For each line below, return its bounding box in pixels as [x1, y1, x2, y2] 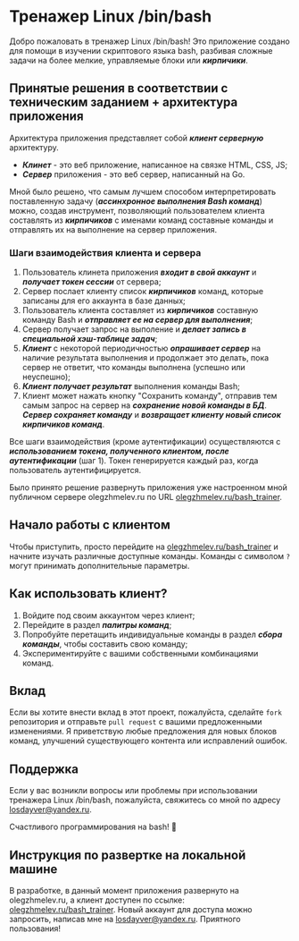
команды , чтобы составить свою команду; [21, 638, 188, 649]
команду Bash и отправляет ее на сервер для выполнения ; [21, 315, 253, 326]
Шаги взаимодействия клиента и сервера [9, 246, 202, 259]
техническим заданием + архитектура [9, 95, 238, 110]
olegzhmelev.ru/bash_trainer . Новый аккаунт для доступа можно [9, 904, 253, 915]
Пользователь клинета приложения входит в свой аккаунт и [21, 267, 257, 278]
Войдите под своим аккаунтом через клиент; [21, 610, 195, 621]
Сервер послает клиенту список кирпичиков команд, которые [21, 286, 264, 297]
